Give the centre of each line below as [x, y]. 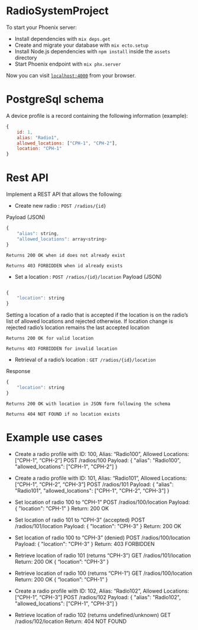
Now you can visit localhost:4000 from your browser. [71, 75]
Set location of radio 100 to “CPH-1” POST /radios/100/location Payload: [102, 502]
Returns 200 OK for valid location [50, 339]
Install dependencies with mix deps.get [62, 38]
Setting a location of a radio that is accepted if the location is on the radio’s [97, 315]
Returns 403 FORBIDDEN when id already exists [64, 266]
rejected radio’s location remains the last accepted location [78, 327]
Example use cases [55, 438]
